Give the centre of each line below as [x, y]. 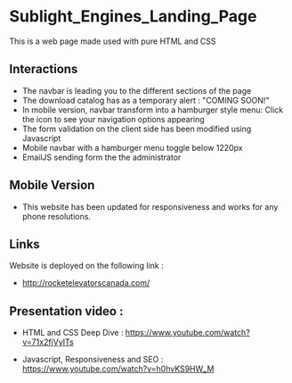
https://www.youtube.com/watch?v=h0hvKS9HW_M [118, 369]
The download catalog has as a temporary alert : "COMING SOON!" [146, 100]
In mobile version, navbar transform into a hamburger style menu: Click [152, 110]
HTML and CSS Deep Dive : [73, 333]
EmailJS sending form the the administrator [101, 157]
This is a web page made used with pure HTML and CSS [113, 41]
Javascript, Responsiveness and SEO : [93, 360]
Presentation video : [66, 311]
